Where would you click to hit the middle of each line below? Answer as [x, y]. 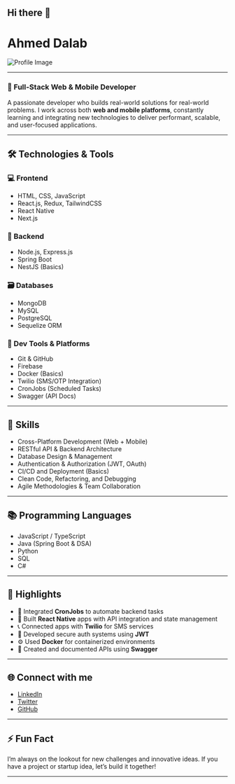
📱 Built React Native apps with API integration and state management [117, 619]
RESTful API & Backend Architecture [70, 449]
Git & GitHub [35, 359]
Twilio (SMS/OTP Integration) [59, 381]
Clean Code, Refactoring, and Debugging [77, 479]
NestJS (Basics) [41, 266]
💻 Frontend [28, 178]
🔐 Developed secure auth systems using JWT [83, 634]
